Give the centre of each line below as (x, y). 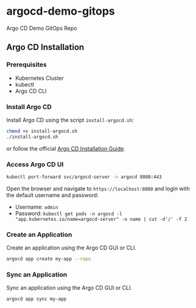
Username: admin (37, 207)
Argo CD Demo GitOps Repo (42, 28)
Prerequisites (26, 65)
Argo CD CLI (31, 91)
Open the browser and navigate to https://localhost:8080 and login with (98, 188)
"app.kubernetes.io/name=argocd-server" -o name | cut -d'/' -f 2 (101, 219)
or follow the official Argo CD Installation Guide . (66, 148)
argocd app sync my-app (37, 299)
